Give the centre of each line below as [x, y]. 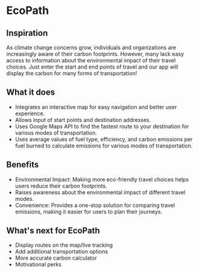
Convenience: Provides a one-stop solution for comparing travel [95, 205]
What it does [31, 93]
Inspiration [27, 33]
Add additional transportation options [61, 252]
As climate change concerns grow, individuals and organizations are [91, 47]
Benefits [23, 165]
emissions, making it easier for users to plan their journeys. [89, 211]
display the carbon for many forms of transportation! [72, 73]
